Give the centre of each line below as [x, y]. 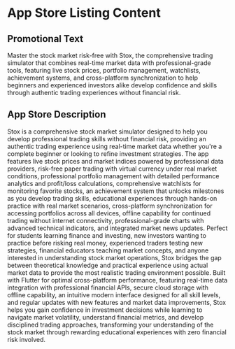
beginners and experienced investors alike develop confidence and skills [112, 85]
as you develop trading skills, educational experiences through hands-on [112, 198]
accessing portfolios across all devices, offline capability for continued [109, 213]
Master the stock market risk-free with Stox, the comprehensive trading [110, 55]
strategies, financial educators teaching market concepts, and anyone [108, 250]
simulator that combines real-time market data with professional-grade [109, 63]
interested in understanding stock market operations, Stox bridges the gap [114, 257]
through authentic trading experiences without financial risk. [94, 93]
